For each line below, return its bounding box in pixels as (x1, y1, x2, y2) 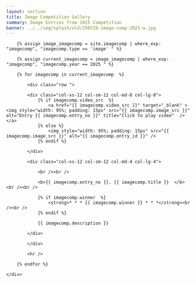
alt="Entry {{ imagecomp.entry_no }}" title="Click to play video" (6, 112, 175, 119)
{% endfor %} (16, 261, 49, 267)
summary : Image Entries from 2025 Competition (6, 19, 122, 25)
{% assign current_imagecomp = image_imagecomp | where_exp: (16, 56, 169, 62)
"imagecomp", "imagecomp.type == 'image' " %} (6, 46, 122, 52)
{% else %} (37, 123, 65, 129)
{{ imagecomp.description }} (37, 220, 109, 226)
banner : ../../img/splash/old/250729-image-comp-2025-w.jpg (6, 25, 157, 31)
